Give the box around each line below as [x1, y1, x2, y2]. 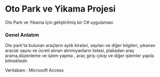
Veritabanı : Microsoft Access [5, 67, 64, 73]
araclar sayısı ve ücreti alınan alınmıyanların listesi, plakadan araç [5, 47, 134, 54]
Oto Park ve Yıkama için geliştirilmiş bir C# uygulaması [5, 19, 114, 25]
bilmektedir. [5, 58, 29, 64]
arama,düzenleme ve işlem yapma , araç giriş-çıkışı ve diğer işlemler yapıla [5, 53, 154, 59]
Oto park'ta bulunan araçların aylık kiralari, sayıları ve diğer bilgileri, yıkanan [5, 43, 156, 48]
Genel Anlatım [5, 31, 39, 38]
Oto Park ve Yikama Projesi [5, 3, 116, 15]
